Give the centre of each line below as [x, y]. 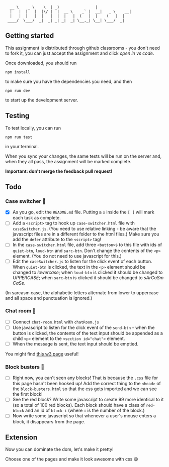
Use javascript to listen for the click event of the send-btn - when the [83, 327]
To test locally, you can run [33, 128]
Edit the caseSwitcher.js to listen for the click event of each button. [82, 261]
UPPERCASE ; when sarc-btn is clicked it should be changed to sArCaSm [88, 277]
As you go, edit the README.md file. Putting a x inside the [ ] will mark [83, 212]
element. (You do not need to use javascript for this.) [67, 256]
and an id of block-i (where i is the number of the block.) [85, 411]
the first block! [27, 394]
